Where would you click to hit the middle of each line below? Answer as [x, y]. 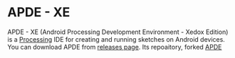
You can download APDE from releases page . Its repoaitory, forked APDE [115, 47]
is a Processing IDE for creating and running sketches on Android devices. [116, 39]
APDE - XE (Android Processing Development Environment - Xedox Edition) [118, 32]
